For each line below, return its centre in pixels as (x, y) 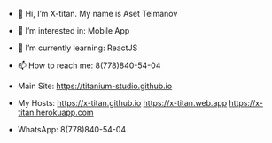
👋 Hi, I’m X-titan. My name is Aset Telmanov (97, 14)
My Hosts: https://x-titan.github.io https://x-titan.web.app (122, 103)
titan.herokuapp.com (56, 112)
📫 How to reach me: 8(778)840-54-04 (89, 65)
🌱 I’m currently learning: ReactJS (78, 48)
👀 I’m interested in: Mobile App (74, 30)
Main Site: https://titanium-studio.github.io (95, 86)
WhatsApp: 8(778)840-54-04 (72, 129)
